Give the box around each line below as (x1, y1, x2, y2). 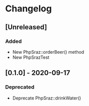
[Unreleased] (5, 23, 47, 31)
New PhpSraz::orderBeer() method (12, 49, 84, 55)
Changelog (5, 3, 52, 14)
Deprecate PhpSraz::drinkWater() (12, 95, 81, 101)
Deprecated (5, 84, 35, 91)
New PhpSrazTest (12, 54, 49, 60)
